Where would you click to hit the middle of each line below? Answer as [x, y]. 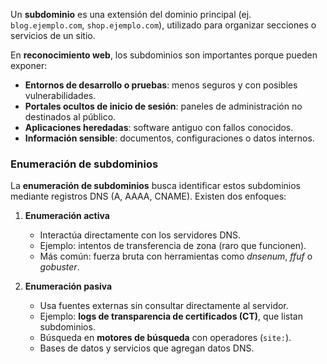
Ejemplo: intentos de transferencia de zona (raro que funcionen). [173, 246]
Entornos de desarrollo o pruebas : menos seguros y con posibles [161, 85]
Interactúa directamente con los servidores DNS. [140, 235]
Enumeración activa [67, 216]
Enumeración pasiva [68, 286]
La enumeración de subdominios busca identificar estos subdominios [155, 186]
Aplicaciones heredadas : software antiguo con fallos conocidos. [159, 127]
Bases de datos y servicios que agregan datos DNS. [147, 348]
